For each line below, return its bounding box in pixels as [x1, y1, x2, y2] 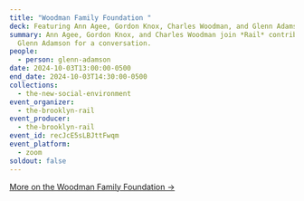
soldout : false [9, 156, 67, 166]
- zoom [17, 148, 43, 157]
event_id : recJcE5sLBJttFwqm [9, 131, 119, 140]
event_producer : [9, 114, 71, 123]
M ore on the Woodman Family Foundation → [9, 181, 176, 192]
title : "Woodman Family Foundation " [9, 13, 152, 23]
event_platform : [9, 139, 71, 148]
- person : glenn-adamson [17, 55, 111, 64]
